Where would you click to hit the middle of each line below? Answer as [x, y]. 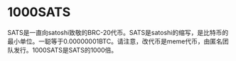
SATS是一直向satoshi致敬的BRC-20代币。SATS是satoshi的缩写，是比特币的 [118, 32]
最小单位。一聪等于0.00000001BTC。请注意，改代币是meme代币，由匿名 [115, 41]
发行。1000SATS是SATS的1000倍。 [65, 50]
